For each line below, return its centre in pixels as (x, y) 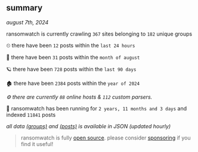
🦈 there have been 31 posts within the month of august (73, 57)
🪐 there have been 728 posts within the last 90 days (71, 69)
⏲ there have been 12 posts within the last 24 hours (71, 45)
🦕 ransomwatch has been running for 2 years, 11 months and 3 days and (97, 108)
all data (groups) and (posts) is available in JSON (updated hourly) (89, 126)
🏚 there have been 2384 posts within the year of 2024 (73, 83)
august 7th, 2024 (27, 22)
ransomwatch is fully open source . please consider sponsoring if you (106, 138)
